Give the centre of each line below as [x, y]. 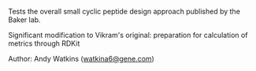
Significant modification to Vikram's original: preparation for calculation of [128, 35]
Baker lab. [24, 20]
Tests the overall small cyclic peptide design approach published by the [124, 11]
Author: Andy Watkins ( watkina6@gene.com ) [82, 59]
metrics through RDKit [44, 43]
